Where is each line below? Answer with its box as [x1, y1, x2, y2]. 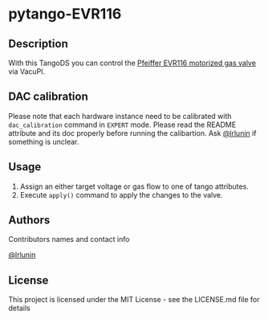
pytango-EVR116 [8, 5, 122, 23]
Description [8, 37, 68, 51]
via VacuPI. [8, 67, 46, 76]
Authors [8, 214, 51, 227]
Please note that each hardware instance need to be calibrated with [8, 111, 232, 121]
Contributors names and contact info [8, 235, 130, 244]
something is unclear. [8, 137, 79, 146]
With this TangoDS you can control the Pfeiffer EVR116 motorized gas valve [8, 58, 257, 67]
